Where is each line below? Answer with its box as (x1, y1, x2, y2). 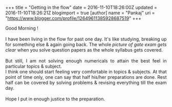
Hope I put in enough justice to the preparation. (5, 96, 105, 102)
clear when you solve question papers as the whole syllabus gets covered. (5, 47, 163, 53)
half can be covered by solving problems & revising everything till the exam (5, 79, 167, 85)
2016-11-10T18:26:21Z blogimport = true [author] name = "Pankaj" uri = (5, 10, 155, 16)
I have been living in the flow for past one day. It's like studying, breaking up (5, 36, 167, 42)
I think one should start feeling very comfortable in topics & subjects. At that (5, 69, 167, 75)
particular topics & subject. (5, 63, 62, 69)
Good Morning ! (5, 25, 38, 31)
